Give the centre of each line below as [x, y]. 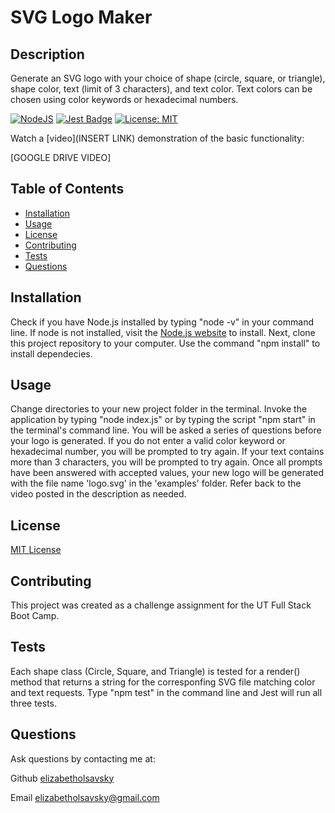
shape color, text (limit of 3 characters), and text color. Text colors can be [161, 89]
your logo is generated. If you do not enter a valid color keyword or [148, 441]
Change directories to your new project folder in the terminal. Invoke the [159, 409]
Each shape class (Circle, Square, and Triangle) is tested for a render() [155, 671]
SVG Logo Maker [81, 17]
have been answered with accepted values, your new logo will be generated [167, 473]
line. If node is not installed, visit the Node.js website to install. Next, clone [163, 332]
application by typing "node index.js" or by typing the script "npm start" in [163, 420]
